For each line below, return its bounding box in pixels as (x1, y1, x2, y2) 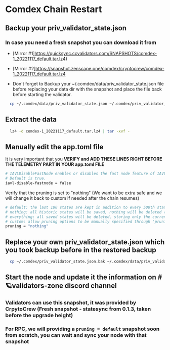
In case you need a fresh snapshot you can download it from (5, 39, 157, 46)
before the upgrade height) (5, 312, 73, 319)
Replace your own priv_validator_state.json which (5, 238, 165, 246)
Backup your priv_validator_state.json (5, 24, 126, 32)
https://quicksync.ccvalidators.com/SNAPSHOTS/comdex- (34, 50, 157, 56)
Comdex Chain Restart (5, 4, 102, 15)
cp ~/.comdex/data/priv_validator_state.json (10, 101, 108, 106)
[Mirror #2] (12, 65, 36, 71)
